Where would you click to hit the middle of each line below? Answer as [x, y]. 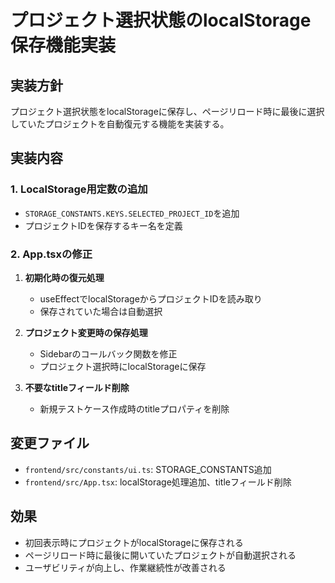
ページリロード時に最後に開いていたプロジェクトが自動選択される [160, 555]
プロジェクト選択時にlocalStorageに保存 [123, 366]
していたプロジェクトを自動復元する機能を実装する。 [120, 124]
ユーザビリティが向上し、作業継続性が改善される [125, 567]
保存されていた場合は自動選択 [101, 311]
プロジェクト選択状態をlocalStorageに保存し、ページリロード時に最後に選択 [167, 111]
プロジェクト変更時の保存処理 [86, 332]
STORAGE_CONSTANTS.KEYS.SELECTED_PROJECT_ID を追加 [132, 213]
